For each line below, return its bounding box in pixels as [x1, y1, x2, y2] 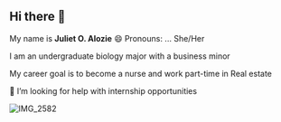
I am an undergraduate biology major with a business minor [9, 51, 230, 61]
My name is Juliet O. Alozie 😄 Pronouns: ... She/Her [9, 33, 205, 43]
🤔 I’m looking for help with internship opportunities [9, 85, 197, 96]
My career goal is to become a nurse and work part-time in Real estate [9, 68, 273, 79]
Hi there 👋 [9, 9, 66, 24]
